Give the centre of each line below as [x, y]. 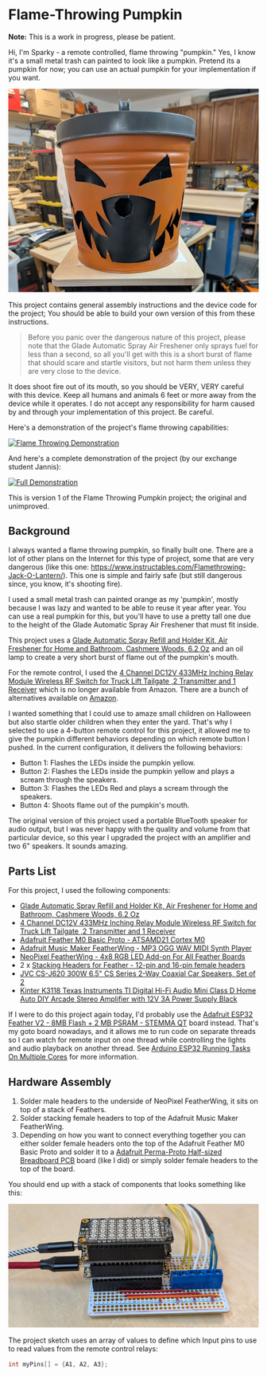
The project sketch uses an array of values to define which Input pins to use [133, 1340]
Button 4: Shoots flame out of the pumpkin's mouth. [104, 805]
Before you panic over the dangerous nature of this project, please [137, 337]
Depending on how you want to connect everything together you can [133, 1134]
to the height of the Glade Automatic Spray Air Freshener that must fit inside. [133, 625]
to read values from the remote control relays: [83, 1348]
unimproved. [29, 506]
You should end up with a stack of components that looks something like [127, 1184]
